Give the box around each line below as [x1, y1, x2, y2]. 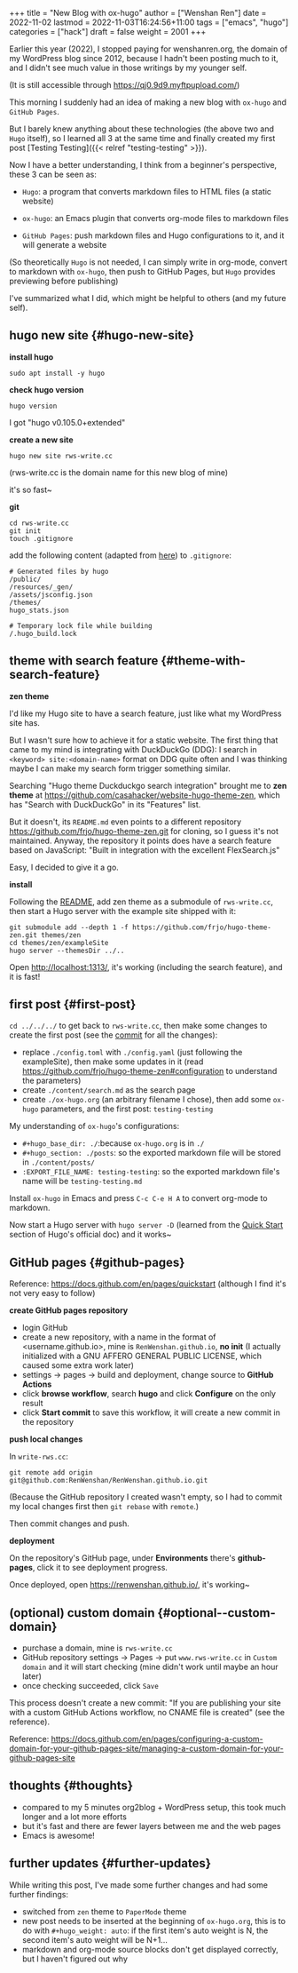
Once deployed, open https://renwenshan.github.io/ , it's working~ [9, 1579, 250, 1590]
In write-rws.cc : [9, 1452, 68, 1462]
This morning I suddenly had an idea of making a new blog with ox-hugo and [9, 97, 286, 107]
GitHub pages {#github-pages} [9, 1254, 185, 1269]
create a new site [9, 434, 74, 445]
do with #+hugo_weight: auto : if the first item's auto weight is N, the [21, 1925, 269, 1936]
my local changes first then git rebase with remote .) [9, 1501, 200, 1512]
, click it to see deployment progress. [32, 1563, 169, 1573]
